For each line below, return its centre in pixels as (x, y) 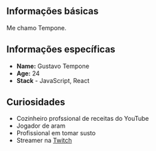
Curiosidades (36, 102)
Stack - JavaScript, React (53, 80)
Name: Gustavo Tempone (53, 66)
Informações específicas (61, 50)
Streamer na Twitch (44, 141)
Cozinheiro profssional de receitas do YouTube (82, 119)
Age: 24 (28, 73)
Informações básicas (53, 11)
